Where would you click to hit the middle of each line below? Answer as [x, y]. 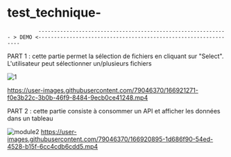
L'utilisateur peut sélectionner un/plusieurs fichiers [79, 63]
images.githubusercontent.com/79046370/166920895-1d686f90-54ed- [110, 139]
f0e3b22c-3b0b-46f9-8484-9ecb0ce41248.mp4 [78, 98]
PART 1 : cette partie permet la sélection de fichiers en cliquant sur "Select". [115, 56]
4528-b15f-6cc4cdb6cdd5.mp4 [53, 146]
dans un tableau [30, 118]
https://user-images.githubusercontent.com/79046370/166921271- [103, 90]
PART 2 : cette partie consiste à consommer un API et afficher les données [114, 111]
